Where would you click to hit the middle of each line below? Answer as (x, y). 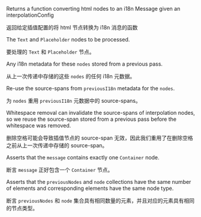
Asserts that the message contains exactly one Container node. (83, 157)
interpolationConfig (30, 15)
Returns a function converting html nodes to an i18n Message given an (93, 9)
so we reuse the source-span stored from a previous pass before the (91, 119)
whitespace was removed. (39, 125)
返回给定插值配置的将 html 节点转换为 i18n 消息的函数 (72, 27)
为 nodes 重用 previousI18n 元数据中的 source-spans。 (73, 101)
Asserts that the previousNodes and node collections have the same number (99, 182)
